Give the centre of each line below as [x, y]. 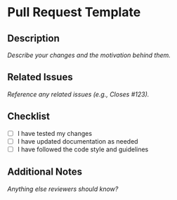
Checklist [29, 117]
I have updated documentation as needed [78, 141]
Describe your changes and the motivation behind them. [89, 55]
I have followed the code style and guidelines [83, 149]
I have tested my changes [55, 133]
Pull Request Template [74, 12]
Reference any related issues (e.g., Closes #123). [78, 94]
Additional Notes [45, 172]
